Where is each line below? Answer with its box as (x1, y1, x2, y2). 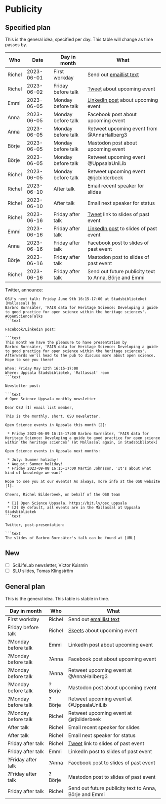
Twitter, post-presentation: (5, 522, 65, 527)
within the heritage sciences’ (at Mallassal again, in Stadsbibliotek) (5, 440, 158, 445)
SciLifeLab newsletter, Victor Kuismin (12, 562, 88, 568)
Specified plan (5, 23, 51, 32)
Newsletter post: (5, 383, 41, 388)
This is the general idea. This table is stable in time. (5, 595, 110, 601)
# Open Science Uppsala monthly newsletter (5, 396, 96, 401)
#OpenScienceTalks (5, 314, 43, 319)
